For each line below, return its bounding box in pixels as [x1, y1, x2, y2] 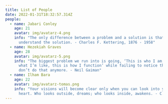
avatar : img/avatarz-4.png [14, 30, 70, 35]
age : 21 [14, 26, 30, 31]
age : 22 [14, 77, 30, 82]
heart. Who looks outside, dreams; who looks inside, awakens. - [18, 91, 157, 96]
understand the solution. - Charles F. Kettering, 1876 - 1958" [18, 40, 155, 45]
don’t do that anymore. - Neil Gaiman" [18, 68, 101, 73]
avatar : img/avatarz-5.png [14, 53, 70, 59]
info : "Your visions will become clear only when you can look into [14, 86, 160, 91]
